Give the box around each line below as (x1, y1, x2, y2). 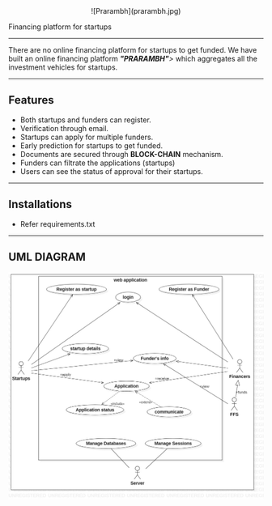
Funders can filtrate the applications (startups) (19, 158, 176, 168)
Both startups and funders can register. (19, 115, 151, 125)
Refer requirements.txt (19, 219, 96, 228)
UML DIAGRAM (8, 250, 87, 264)
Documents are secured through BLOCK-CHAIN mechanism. (19, 149, 224, 159)
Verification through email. (19, 123, 109, 133)
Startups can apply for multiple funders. (19, 132, 154, 142)
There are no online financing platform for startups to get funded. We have (8, 45, 257, 54)
